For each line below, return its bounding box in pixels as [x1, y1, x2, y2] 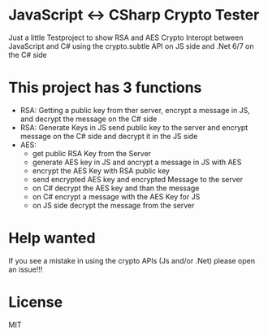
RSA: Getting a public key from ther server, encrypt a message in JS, [19, 105, 250, 115]
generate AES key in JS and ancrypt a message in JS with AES [32, 157, 242, 167]
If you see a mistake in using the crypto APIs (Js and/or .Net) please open [8, 255, 256, 265]
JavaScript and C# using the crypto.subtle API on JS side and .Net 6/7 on [8, 41, 254, 50]
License [8, 293, 63, 311]
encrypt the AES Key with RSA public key [32, 165, 171, 176]
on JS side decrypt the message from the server [32, 200, 195, 210]
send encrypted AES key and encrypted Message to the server [32, 174, 244, 184]
